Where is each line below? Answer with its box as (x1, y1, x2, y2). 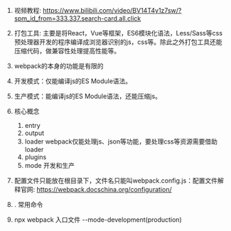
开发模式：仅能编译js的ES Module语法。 (14, 77, 132, 85)
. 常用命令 (14, 200, 43, 208)
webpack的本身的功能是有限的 (14, 62, 104, 70)
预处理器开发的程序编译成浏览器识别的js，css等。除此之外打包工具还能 (14, 38, 222, 46)
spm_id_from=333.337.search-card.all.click (14, 14, 141, 23)
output (24, 129, 45, 137)
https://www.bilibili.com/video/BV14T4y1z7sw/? (42, 6, 182, 14)
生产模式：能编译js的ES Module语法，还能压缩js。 (14, 92, 162, 100)
